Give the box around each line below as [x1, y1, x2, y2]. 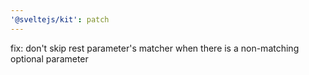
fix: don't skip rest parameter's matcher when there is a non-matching [10, 42, 300, 54]
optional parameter [10, 52, 89, 65]
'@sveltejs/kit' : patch [10, 14, 110, 25]
